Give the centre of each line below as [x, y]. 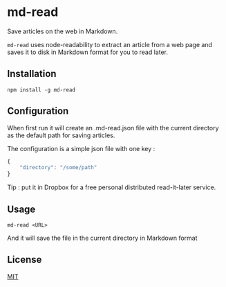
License [25, 260]
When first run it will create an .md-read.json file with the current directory [113, 128]
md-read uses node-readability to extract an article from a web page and [110, 44]
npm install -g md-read [41, 90]
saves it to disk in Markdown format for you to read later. [87, 52]
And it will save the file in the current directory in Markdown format [102, 238]
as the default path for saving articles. [61, 135]
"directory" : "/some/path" [58, 168]
